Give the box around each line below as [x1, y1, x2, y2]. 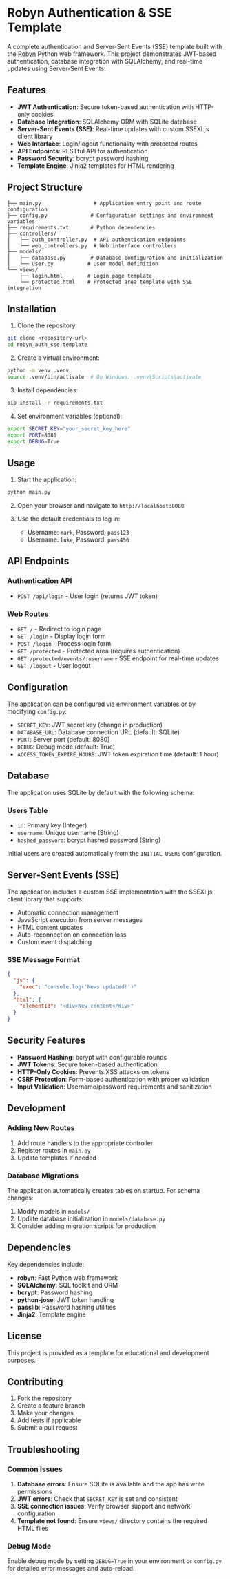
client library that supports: [7, 894, 84, 903]
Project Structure [7, 182, 83, 193]
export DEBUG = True [7, 438, 60, 445]
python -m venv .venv [7, 367, 70, 374]
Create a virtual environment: [17, 354, 100, 362]
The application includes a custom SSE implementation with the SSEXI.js [7, 888, 213, 896]
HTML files [17, 1524, 49, 1532]
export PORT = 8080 [7, 432, 57, 439]
